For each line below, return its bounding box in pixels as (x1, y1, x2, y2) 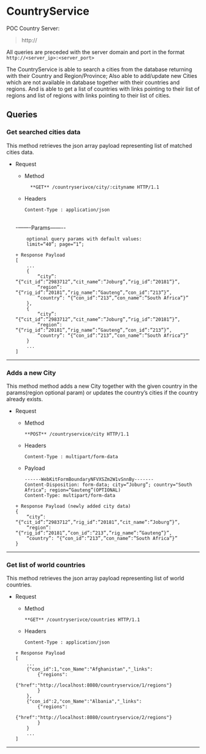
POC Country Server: (6, 25, 60, 32)
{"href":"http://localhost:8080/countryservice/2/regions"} (15, 715, 172, 721)
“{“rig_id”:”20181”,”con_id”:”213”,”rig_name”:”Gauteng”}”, (15, 529, 172, 536)
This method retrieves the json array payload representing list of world (6, 575, 185, 582)
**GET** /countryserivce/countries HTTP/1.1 (24, 617, 140, 623)
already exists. (6, 395, 44, 402)
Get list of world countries (6, 560, 86, 569)
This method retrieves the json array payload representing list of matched (6, 142, 193, 149)
